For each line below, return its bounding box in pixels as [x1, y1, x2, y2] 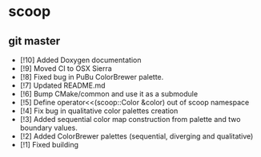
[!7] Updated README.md [19, 80, 106, 90]
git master [8, 34, 61, 48]
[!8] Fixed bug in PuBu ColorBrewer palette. [19, 73, 164, 81]
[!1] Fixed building [19, 140, 78, 149]
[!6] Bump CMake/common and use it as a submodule [19, 89, 199, 98]
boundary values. [19, 123, 78, 132]
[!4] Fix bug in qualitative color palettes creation [19, 106, 179, 116]
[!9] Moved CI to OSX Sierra [19, 64, 112, 73]
